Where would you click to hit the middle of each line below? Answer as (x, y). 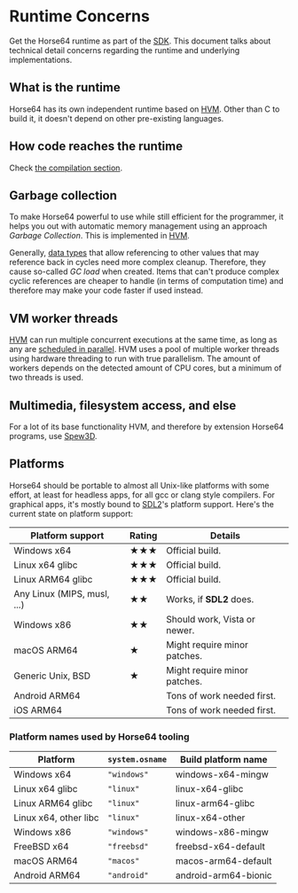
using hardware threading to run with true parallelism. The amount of (135, 359)
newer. (180, 630)
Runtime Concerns (80, 16)
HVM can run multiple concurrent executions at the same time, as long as (143, 340)
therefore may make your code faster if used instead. (106, 291)
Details (225, 536)
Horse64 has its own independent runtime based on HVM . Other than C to (145, 109)
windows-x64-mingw (222, 775)
